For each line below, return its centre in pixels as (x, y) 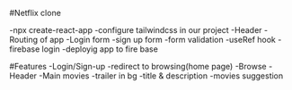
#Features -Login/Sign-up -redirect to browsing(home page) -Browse (138, 66)
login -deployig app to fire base (100, 49)
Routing (24, 40)
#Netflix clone (35, 13)
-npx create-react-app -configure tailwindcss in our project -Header (136, 30)
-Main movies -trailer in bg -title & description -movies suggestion (161, 76)
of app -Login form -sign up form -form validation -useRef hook (158, 40)
